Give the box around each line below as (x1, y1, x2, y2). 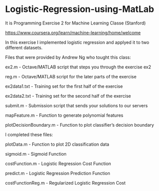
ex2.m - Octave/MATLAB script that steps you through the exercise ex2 (5, 64, 152, 70)
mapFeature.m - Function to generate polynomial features (5, 112, 123, 118)
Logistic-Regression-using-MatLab (5, 3, 155, 15)
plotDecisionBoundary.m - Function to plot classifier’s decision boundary (5, 122, 154, 128)
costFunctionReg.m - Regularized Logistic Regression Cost (5, 180, 126, 186)
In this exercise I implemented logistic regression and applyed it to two (5, 39, 150, 45)
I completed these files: (5, 131, 53, 138)
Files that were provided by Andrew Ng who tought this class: (5, 54, 131, 60)
